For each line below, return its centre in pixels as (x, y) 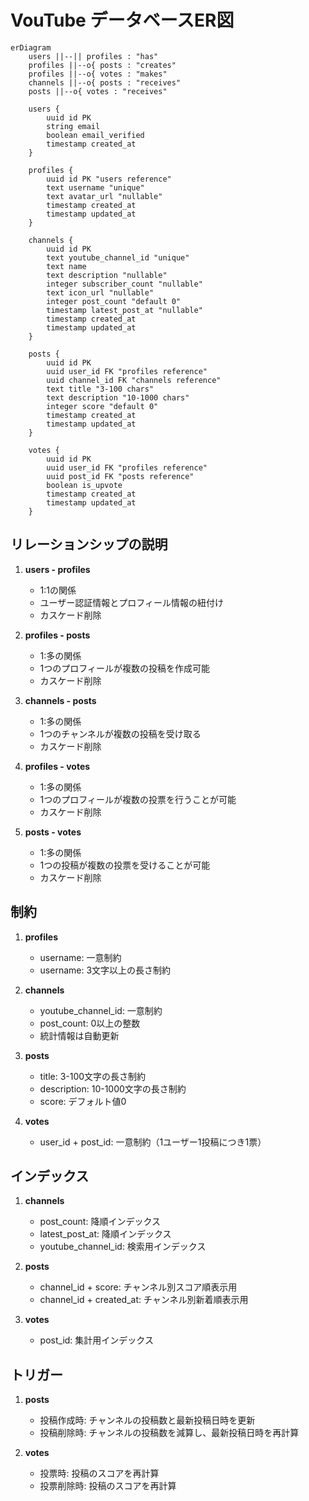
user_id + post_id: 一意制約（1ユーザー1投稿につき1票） (153, 1142)
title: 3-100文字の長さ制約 (93, 1076)
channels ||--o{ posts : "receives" (105, 82)
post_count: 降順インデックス (100, 1222)
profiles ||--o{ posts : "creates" (102, 65)
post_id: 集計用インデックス (96, 1340)
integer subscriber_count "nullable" (124, 284)
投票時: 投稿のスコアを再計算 (99, 1473)
